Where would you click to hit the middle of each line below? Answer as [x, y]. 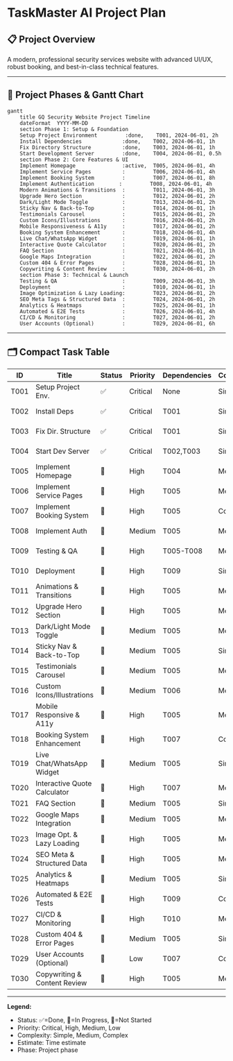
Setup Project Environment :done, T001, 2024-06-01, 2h [119, 135]
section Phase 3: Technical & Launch [74, 275]
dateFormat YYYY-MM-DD [54, 123]
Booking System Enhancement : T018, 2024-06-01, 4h [118, 232]
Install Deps [55, 411]
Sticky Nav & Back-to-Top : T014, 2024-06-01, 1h [118, 208]
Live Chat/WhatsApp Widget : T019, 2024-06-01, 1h [118, 238]
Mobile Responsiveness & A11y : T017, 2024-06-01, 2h [118, 226]
